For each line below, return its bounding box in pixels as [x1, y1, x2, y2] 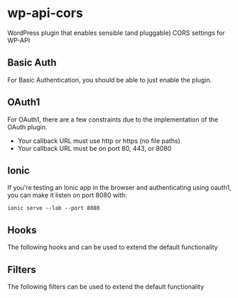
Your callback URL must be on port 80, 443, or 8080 [17, 144, 172, 152]
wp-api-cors [7, 5, 83, 21]
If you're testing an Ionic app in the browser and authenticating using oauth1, [7, 183, 232, 192]
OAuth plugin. [7, 122, 48, 131]
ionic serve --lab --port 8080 [7, 205, 100, 212]
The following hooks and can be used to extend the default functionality [7, 243, 218, 252]
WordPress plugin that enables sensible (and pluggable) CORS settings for [7, 28, 225, 37]
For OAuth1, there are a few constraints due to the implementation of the [7, 115, 219, 124]
